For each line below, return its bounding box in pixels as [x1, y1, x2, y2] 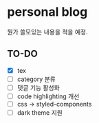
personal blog [7, 4, 88, 20]
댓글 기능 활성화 [16, 83, 60, 91]
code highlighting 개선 [16, 92, 80, 100]
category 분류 [16, 75, 56, 83]
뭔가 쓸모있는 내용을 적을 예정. [7, 27, 88, 36]
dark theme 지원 [16, 109, 63, 117]
